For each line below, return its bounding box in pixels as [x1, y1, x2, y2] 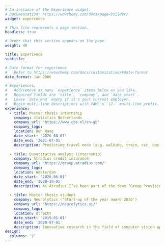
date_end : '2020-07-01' [14, 220, 63, 225]
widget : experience [5, 16, 45, 21]
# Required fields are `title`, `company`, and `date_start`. [5, 93, 139, 98]
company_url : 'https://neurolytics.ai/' [14, 202, 98, 207]
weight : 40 [5, 43, 27, 48]
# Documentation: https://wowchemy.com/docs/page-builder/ [5, 12, 129, 17]
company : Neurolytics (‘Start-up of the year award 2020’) [14, 197, 137, 202]
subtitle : [5, 56, 26, 61]
